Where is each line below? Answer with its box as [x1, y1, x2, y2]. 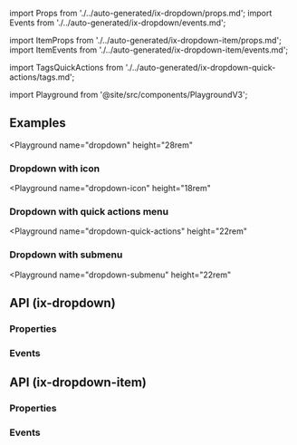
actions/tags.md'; [9, 72, 75, 82]
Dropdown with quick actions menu [9, 206, 169, 218]
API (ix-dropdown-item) [9, 375, 148, 391]
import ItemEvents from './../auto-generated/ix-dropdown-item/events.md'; [9, 44, 289, 55]
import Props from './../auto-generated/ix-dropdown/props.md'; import [9, 8, 273, 18]
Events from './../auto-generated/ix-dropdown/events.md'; [9, 17, 226, 28]
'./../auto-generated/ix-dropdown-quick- [125, 63, 276, 73]
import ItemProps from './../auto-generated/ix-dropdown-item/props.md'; [9, 35, 283, 45]
